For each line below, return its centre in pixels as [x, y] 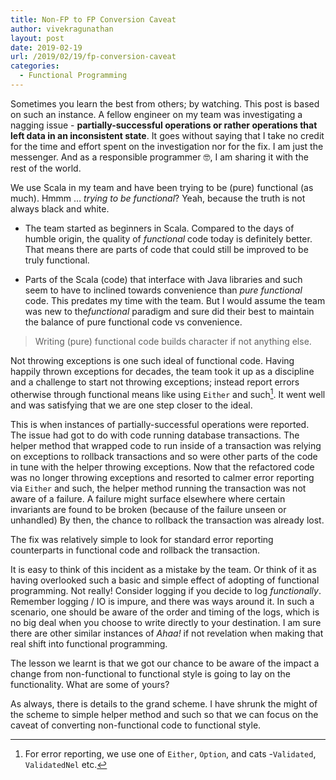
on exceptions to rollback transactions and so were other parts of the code [164, 456]
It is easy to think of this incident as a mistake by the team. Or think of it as [163, 569]
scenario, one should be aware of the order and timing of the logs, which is [165, 612]
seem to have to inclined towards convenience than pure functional [163, 290]
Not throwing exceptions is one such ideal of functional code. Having [152, 360]
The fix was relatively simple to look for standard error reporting [142, 539]
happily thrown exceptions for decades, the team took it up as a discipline [162, 371]
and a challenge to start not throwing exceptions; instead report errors [155, 382]
